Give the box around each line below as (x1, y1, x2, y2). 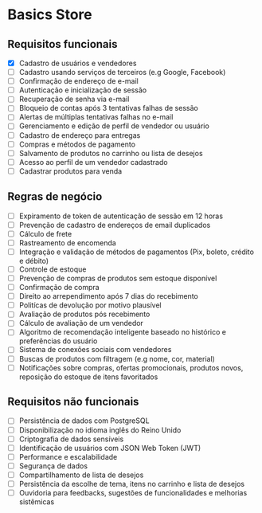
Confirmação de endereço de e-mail (18, 76, 139, 86)
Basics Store (7, 6, 92, 24)
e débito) (18, 256, 49, 265)
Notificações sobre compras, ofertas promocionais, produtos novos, (18, 362, 244, 372)
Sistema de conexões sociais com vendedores (18, 345, 172, 354)
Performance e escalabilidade (18, 452, 118, 461)
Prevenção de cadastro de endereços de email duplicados (18, 220, 211, 229)
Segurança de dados (18, 460, 88, 471)
